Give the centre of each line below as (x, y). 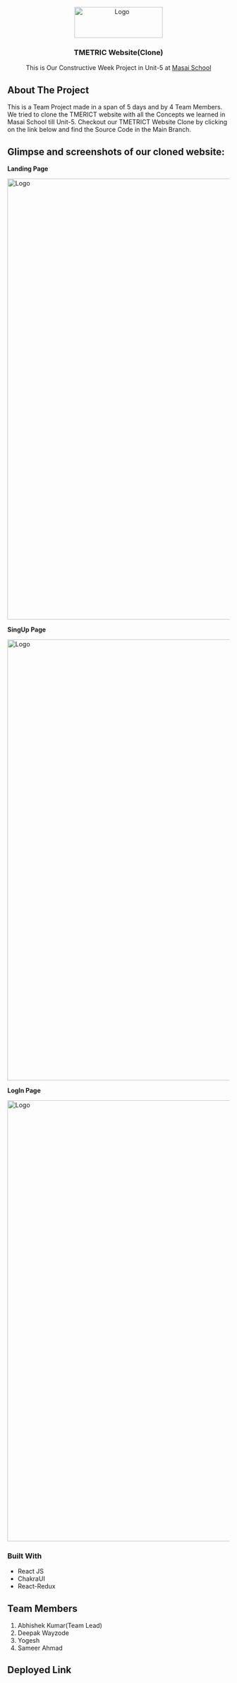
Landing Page (28, 169)
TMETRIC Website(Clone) (119, 52)
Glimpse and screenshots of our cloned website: (116, 151)
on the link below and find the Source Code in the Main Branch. (99, 130)
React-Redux (36, 1586)
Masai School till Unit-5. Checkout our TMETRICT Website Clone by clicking (117, 122)
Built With (25, 1556)
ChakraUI (31, 1579)
